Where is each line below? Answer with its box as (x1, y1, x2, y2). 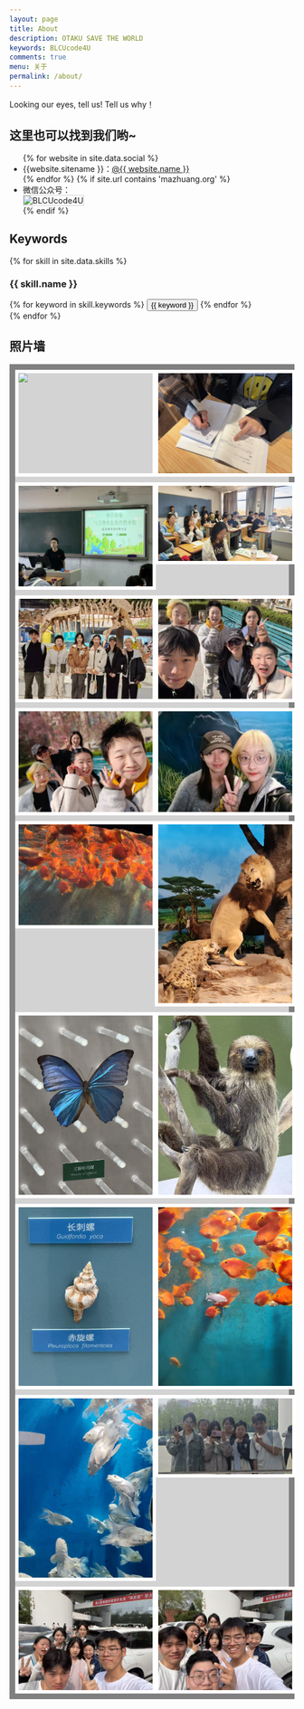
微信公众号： (22, 184, 71, 195)
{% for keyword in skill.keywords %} (9, 299, 145, 309)
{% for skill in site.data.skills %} (9, 255, 128, 266)
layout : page (9, 14, 59, 24)
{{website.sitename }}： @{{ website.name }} (22, 163, 190, 174)
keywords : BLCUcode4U (9, 43, 91, 52)
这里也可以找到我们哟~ (9, 128, 138, 144)
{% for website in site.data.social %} (22, 152, 159, 163)
